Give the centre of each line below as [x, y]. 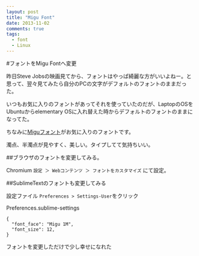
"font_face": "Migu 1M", [43, 224]
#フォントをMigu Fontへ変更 [41, 63]
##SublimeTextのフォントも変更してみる [56, 183]
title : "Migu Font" [31, 17]
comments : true [25, 29]
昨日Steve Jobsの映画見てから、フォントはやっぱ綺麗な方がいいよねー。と [99, 76]
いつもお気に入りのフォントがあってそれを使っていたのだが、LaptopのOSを [100, 104]
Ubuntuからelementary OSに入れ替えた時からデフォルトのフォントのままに [100, 111]
